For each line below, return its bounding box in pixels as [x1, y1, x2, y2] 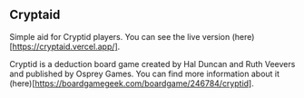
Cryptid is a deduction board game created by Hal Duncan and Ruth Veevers [9, 58, 296, 69]
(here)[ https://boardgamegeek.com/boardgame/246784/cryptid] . [9, 77, 254, 89]
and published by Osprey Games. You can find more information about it [9, 68, 279, 79]
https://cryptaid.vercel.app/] [12, 41, 118, 52]
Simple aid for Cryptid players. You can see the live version [9, 31, 230, 42]
